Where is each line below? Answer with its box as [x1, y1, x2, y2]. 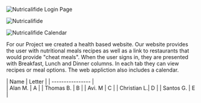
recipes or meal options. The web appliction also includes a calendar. [6, 66, 179, 73]
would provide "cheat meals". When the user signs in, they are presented [6, 54, 189, 60]
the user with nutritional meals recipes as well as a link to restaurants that [6, 47, 189, 54]
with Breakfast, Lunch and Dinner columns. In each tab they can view [6, 60, 179, 67]
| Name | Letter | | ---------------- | [6, 78, 94, 85]
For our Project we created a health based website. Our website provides [6, 41, 189, 48]
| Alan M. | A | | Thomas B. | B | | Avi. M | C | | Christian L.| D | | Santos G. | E [6, 84, 196, 92]
